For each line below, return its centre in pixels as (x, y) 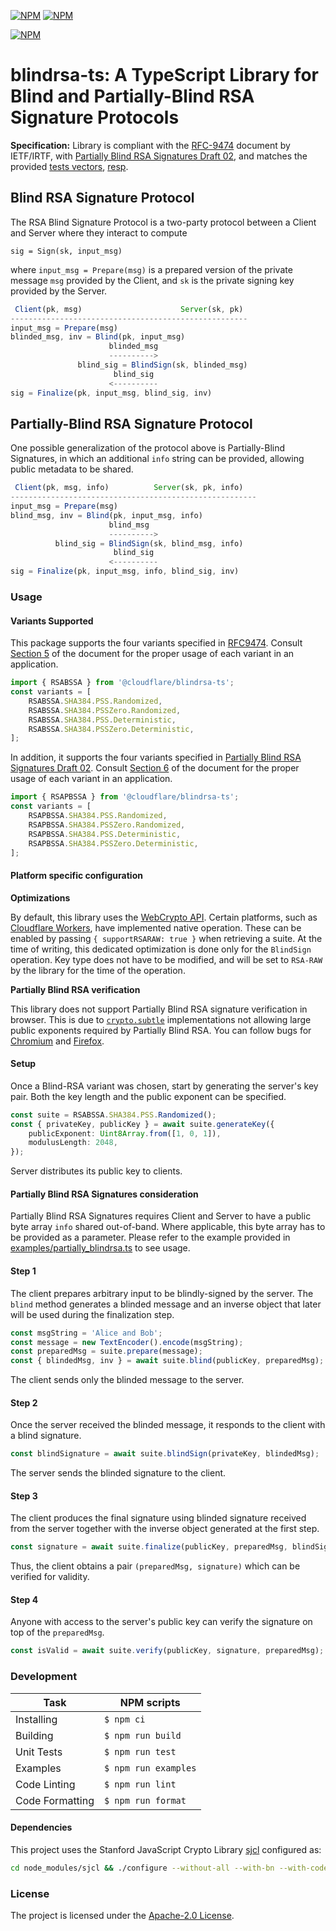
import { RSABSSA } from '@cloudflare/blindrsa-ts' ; (122, 683)
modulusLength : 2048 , (73, 1143)
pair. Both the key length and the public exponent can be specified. (148, 1096)
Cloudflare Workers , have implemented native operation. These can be (156, 927)
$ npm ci (125, 1719)
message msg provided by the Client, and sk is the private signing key (152, 280)
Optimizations (40, 897)
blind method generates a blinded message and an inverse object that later (166, 1304)
